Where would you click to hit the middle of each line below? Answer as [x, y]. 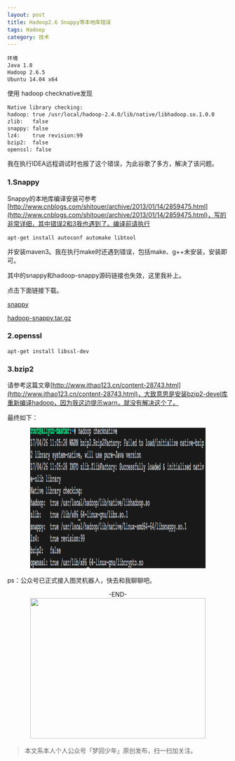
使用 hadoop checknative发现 [50, 93]
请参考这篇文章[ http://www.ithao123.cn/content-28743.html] [94, 385]
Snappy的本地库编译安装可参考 [52, 198]
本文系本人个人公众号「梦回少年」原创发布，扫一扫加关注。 [110, 750]
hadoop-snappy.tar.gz [39, 318]
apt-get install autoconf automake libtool [72, 238]
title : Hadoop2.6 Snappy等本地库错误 [59, 22]
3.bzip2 [21, 369]
